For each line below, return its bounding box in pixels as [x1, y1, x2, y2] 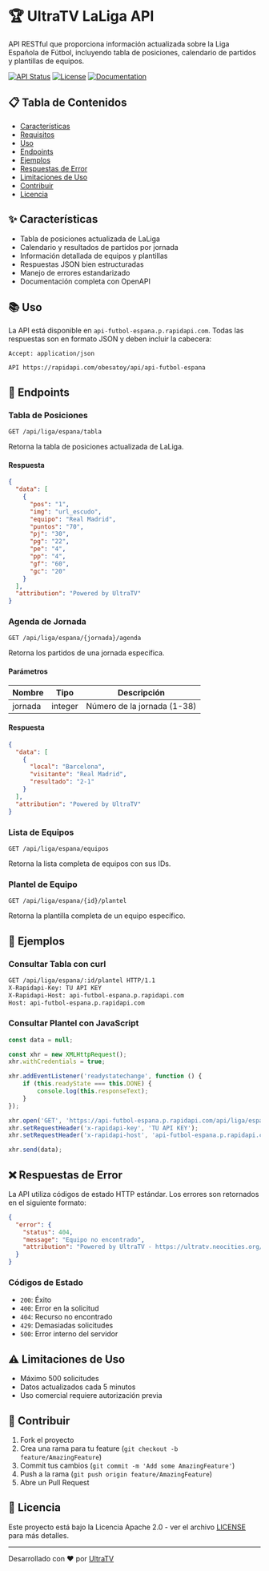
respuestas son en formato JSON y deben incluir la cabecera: [8, 334, 212, 344]
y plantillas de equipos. [8, 56, 85, 66]
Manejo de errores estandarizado [19, 268, 130, 277]
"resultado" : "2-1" [29, 778, 94, 786]
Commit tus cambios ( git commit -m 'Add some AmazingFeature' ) [19, 1460, 235, 1471]
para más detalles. [8, 1530, 70, 1540]
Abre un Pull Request [19, 1478, 90, 1488]
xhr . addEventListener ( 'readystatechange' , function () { [8, 1072, 203, 1081]
